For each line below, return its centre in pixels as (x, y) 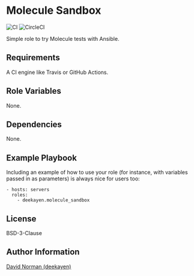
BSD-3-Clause (24, 233)
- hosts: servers (28, 190)
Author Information (43, 252)
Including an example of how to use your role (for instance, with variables (97, 173)
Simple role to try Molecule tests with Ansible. (63, 38)
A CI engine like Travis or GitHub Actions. (57, 72)
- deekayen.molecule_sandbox (53, 200)
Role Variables (34, 91)
